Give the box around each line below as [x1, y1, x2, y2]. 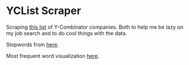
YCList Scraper [6, 4, 81, 18]
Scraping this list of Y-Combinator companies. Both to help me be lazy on [6, 23, 184, 30]
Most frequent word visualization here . [6, 52, 100, 59]
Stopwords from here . [6, 41, 59, 48]
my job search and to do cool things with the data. [6, 29, 127, 36]
